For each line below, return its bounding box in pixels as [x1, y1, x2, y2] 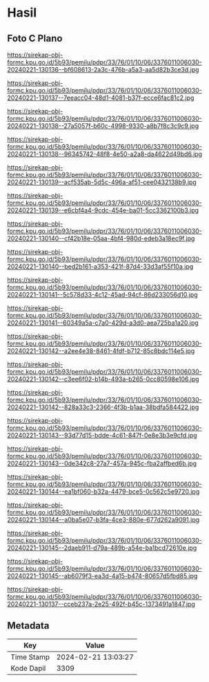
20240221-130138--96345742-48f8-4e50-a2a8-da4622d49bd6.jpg [7, 150, 202, 158]
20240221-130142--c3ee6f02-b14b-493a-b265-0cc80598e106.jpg [7, 375, 199, 383]
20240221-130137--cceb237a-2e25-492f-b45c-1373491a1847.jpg [7, 600, 195, 608]
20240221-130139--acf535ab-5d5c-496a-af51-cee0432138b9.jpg [7, 178, 197, 186]
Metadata [7, 620, 50, 631]
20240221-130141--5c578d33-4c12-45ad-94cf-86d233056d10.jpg [7, 291, 198, 298]
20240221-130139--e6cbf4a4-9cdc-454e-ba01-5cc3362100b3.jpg [7, 206, 199, 214]
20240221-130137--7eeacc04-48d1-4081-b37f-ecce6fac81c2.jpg [7, 93, 195, 102]
